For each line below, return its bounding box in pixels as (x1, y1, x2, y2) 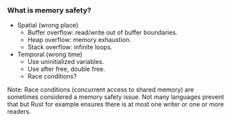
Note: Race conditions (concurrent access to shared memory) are (7, 85, 194, 94)
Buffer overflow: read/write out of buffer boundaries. (27, 28, 178, 36)
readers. (7, 107, 31, 115)
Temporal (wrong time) (17, 50, 83, 58)
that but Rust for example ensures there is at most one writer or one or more (7, 100, 224, 109)
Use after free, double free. (27, 65, 106, 74)
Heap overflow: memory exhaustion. (27, 36, 131, 44)
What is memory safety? (7, 5, 92, 15)
